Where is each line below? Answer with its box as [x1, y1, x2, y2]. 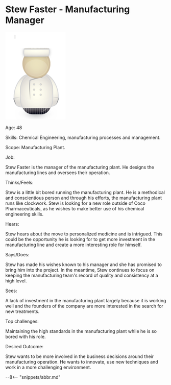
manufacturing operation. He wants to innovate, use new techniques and [5, 358, 158, 365]
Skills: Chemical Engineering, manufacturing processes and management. [5, 134, 161, 140]
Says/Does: [5, 251, 30, 257]
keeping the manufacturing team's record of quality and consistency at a [5, 272, 158, 278]
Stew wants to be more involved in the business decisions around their [5, 353, 154, 359]
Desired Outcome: [5, 343, 44, 349]
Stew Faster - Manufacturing [5, 4, 130, 15]
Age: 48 [5, 124, 22, 131]
